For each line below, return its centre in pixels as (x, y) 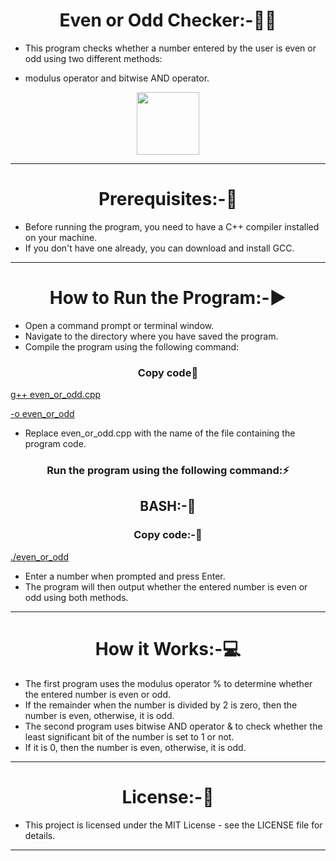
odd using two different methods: (93, 58)
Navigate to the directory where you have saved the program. (151, 336)
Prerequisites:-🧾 (168, 199)
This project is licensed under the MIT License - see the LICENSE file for (173, 825)
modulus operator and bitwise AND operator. (117, 78)
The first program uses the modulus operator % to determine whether (168, 683)
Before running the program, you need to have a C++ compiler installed (172, 226)
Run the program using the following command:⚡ (168, 471)
